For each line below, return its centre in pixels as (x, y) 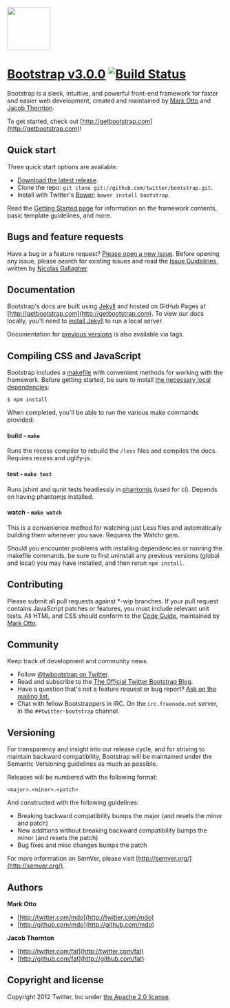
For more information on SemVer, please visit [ (73, 859)
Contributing (35, 585)
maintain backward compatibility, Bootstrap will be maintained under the (109, 757)
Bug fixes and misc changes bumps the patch (82, 845)
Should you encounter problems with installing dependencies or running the (115, 548)
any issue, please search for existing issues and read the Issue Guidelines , (113, 261)
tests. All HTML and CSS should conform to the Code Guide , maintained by (114, 616)
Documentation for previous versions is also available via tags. (96, 334)
